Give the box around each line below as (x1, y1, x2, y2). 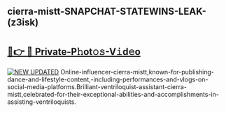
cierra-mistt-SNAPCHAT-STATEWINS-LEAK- (7, 6, 206, 18)
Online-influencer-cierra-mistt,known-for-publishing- (60, 68, 215, 76)
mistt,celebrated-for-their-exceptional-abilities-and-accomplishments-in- (7, 91, 219, 98)
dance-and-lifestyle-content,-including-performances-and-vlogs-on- (7, 75, 209, 84)
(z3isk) (7, 17, 39, 29)
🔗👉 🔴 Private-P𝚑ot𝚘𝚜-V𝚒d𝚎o (7, 46, 141, 58)
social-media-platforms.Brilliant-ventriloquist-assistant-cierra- (7, 83, 188, 91)
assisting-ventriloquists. (7, 98, 77, 106)
